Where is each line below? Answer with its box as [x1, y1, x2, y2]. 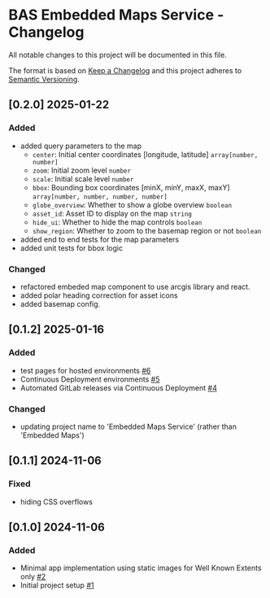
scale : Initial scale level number [32, 173, 134, 184]
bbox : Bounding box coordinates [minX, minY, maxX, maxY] [32, 182, 230, 192]
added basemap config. [20, 299, 101, 308]
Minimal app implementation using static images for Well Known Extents [20, 563, 262, 573]
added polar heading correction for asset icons [20, 290, 178, 300]
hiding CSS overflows [20, 496, 94, 506]
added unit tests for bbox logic [20, 242, 124, 253]
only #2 [20, 572, 46, 582]
